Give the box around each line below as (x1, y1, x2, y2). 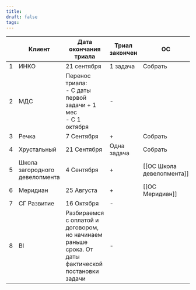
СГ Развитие (18, 200, 54, 208)
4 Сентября (65, 166, 99, 174)
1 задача (110, 62, 135, 71)
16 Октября (65, 200, 99, 208)
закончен (110, 49, 138, 57)
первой (65, 94, 86, 102)
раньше (65, 238, 88, 246)
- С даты (65, 86, 92, 95)
